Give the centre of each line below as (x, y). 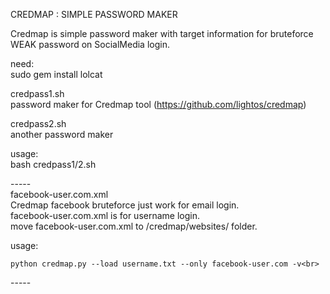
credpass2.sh (38, 123)
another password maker (62, 134)
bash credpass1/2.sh (53, 164)
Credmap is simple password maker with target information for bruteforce (162, 33)
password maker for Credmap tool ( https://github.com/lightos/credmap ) (158, 104)
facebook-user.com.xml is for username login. (105, 215)
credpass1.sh (37, 93)
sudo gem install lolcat (56, 74)
